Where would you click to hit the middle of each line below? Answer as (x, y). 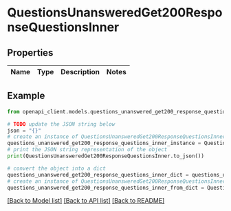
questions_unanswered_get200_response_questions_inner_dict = (98, 175)
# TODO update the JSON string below (61, 124)
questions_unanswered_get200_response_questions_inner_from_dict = (106, 188)
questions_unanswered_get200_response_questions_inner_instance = (104, 143)
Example (26, 96)
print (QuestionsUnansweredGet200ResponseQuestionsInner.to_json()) (106, 156)
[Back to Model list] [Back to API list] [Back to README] (86, 201)
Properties (30, 53)
